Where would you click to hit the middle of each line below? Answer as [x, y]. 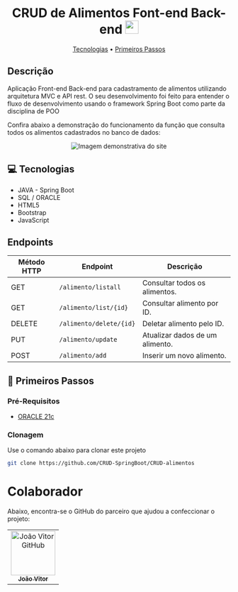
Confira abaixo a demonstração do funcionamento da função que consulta [116, 125]
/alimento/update [88, 340]
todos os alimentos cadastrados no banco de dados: [84, 132]
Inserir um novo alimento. [184, 356]
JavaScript [33, 220]
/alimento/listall [90, 287]
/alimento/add [83, 356]
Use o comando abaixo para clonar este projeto [77, 450]
